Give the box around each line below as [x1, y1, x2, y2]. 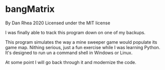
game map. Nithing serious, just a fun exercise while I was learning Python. [5, 44, 160, 50]
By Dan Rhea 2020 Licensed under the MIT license [5, 20, 110, 26]
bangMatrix [5, 3, 55, 15]
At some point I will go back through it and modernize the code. [5, 59, 136, 65]
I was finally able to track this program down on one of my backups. [5, 29, 145, 35]
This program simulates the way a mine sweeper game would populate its [5, 39, 157, 45]
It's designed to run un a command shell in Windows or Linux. [5, 50, 133, 56]
